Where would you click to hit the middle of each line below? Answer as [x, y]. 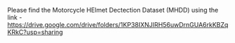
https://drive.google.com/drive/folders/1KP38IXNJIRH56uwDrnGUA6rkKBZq [118, 25]
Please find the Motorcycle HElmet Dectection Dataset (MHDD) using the [113, 10]
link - [15, 17]
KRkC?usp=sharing [35, 32]
